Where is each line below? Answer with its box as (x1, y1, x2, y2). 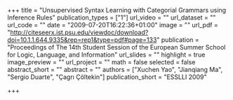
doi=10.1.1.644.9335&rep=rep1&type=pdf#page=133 (7, 36, 157, 44)
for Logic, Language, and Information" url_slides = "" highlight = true (7, 50, 206, 59)
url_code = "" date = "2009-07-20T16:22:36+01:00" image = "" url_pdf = (7, 21, 219, 29)
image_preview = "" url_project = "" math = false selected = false (7, 58, 196, 66)
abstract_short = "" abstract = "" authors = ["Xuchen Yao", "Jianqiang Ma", (7, 66, 223, 73)
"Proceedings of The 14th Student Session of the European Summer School (7, 43, 226, 51)
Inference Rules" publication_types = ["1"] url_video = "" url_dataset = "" (7, 13, 216, 22)
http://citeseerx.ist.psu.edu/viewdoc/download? (10, 28, 149, 36)
